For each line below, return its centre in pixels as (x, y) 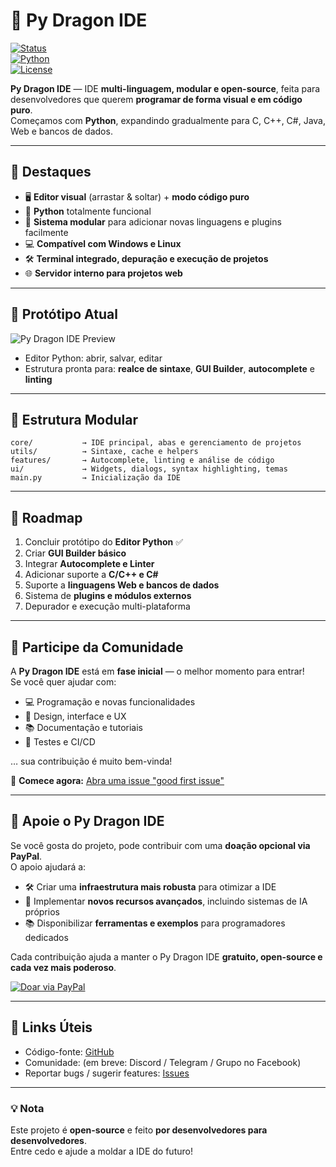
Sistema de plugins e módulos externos (108, 596)
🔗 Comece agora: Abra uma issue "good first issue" (117, 780)
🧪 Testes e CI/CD (60, 742)
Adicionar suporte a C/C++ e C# (91, 575)
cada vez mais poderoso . (63, 967)
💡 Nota (27, 1108)
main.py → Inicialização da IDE (96, 478)
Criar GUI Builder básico (75, 553)
